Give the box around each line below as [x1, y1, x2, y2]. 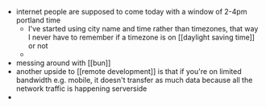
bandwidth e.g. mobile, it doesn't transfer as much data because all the [15, 76, 253, 84]
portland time [15, 15, 61, 25]
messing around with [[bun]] [15, 58, 111, 68]
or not [27, 41, 48, 51]
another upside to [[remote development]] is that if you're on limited [15, 67, 242, 76]
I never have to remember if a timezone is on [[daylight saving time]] [27, 32, 256, 42]
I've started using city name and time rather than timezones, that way [27, 24, 259, 33]
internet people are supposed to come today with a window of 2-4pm [15, 7, 247, 16]
